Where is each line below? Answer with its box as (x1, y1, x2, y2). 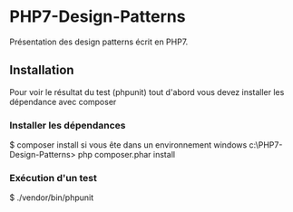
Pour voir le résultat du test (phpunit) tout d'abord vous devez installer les (9, 86, 285, 97)
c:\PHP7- (249, 140, 283, 150)
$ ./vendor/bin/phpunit (9, 192, 94, 203)
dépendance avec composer (9, 96, 117, 107)
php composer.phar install (77, 149, 175, 160)
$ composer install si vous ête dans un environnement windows (9, 140, 248, 150)
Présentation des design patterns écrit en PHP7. (9, 36, 189, 47)
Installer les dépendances (9, 119, 126, 131)
